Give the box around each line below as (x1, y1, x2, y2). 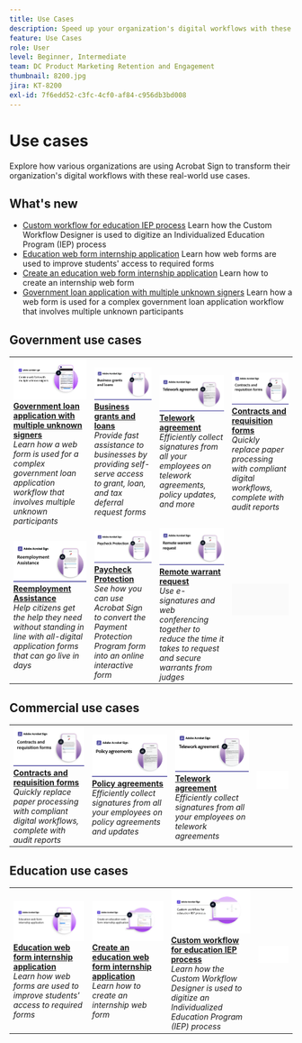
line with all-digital (13, 631, 84, 642)
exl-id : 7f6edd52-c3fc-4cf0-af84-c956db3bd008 (9, 90, 187, 99)
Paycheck (93, 564, 132, 575)
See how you (93, 583, 142, 594)
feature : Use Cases (9, 33, 83, 42)
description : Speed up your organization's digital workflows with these (9, 23, 292, 33)
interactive (93, 660, 134, 671)
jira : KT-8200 (9, 81, 63, 90)
